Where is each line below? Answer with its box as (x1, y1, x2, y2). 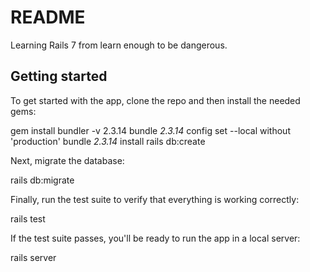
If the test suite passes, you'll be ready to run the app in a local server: (10, 232, 301, 244)
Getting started (10, 68, 108, 85)
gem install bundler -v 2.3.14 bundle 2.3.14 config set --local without (10, 124, 291, 136)
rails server (10, 251, 57, 263)
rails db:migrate (10, 174, 75, 186)
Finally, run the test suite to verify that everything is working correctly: (10, 193, 300, 205)
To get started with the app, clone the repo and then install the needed (10, 94, 301, 106)
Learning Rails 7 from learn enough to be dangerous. (10, 39, 228, 51)
